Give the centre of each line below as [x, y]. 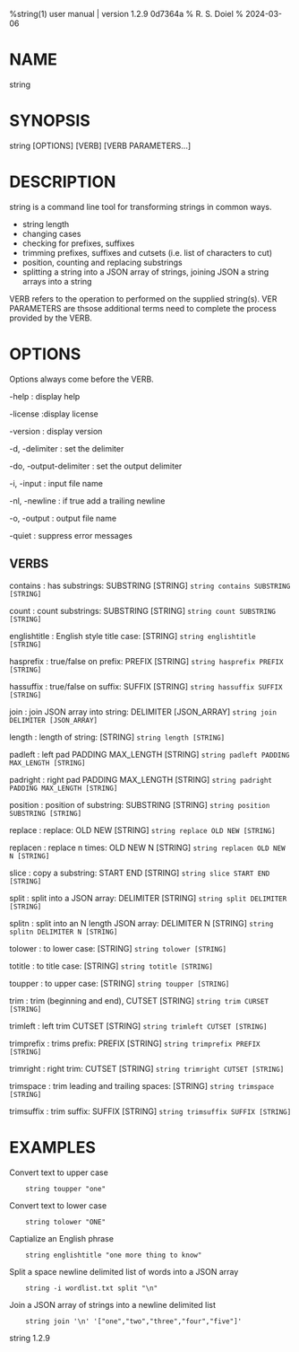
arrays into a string [57, 281]
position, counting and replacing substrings [102, 262]
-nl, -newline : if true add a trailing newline [87, 500]
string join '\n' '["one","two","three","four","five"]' [134, 1321]
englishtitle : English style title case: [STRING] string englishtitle [133, 636]
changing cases [51, 233]
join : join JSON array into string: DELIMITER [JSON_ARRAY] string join [143, 711]
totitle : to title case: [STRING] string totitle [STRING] [111, 966]
